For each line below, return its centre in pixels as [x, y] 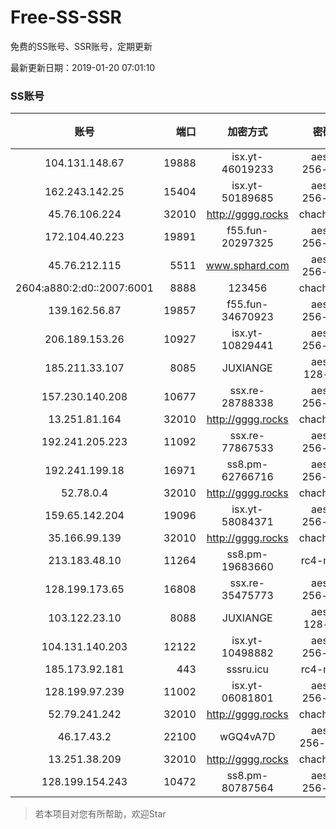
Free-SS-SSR [66, 17]
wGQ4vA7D [247, 737]
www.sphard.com [247, 266]
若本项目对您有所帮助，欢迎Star [100, 814]
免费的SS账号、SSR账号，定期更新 [81, 46]
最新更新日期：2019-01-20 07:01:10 [83, 67]
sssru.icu [248, 669]
